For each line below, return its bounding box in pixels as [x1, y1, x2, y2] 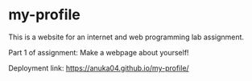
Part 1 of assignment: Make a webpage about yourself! [8, 47, 189, 57]
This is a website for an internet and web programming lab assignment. [8, 32, 244, 42]
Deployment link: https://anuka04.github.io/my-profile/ [8, 63, 189, 73]
